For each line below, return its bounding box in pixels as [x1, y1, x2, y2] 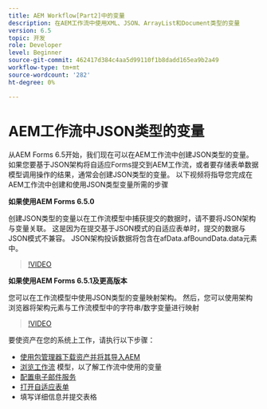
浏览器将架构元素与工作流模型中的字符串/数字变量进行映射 [8, 303, 200, 313]
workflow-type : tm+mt [8, 64, 80, 72]
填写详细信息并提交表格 [19, 392, 97, 402]
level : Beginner [8, 49, 62, 57]
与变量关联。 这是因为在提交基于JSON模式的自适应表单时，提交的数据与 [8, 224, 246, 234]
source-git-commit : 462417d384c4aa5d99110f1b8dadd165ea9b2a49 [8, 57, 219, 65]
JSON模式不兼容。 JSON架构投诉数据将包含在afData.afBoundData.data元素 [8, 234, 257, 243]
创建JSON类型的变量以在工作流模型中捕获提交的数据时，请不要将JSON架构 [8, 214, 257, 223]
